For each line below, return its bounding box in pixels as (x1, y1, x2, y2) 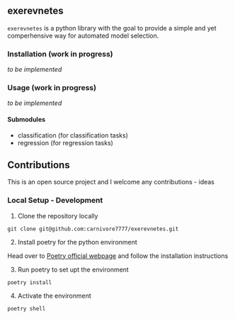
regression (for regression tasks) (17, 138, 113, 147)
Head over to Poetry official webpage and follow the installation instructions (7, 251, 229, 260)
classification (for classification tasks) (17, 130, 129, 140)
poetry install (7, 279, 52, 286)
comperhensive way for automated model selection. (7, 31, 159, 40)
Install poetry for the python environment (17, 237, 138, 246)
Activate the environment (17, 291, 92, 300)
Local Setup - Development (7, 196, 103, 206)
